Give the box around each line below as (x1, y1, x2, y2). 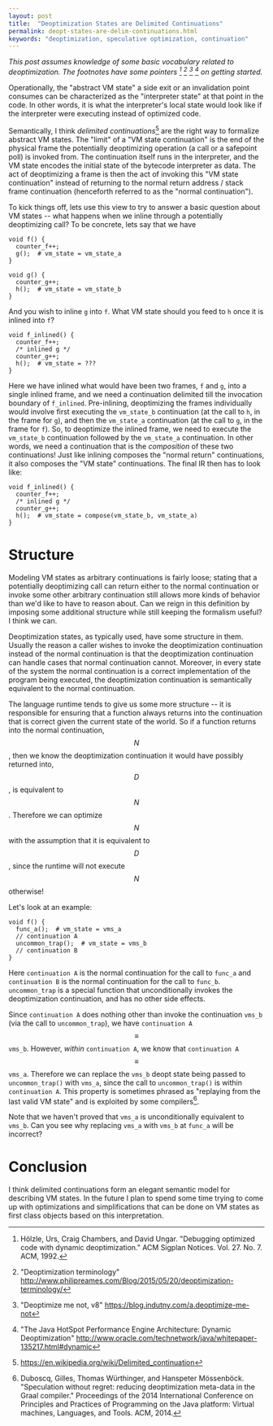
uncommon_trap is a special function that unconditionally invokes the (8, 985, 233, 995)
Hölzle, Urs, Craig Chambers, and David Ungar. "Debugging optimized (19, 1234, 256, 1244)
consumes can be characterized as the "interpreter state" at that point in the (8, 91, 264, 101)
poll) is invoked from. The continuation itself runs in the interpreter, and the (8, 151, 259, 161)
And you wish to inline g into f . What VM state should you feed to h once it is (8, 306, 264, 316)
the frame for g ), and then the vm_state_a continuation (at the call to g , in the (8, 415, 262, 425)
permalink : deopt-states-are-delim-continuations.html (8, 27, 198, 35)
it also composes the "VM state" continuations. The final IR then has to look (8, 458, 262, 468)
